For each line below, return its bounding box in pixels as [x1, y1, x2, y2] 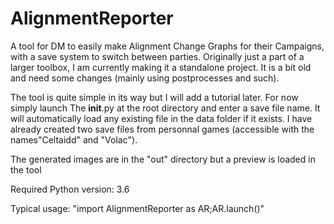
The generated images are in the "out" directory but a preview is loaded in [10, 153, 316, 165]
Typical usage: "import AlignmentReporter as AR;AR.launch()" [10, 202, 265, 214]
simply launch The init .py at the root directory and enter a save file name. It [10, 102, 321, 114]
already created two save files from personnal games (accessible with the [10, 123, 315, 135]
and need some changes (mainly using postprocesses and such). [10, 72, 280, 84]
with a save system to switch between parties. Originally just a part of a [10, 50, 305, 62]
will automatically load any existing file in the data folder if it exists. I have [10, 112, 313, 124]
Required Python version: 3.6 [10, 183, 130, 195]
